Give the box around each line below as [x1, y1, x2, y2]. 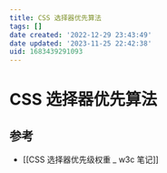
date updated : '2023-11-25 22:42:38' [9, 38, 152, 48]
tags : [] [9, 22, 43, 31]
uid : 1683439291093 [9, 47, 83, 56]
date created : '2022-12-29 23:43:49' [9, 30, 152, 39]
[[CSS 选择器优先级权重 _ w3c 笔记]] [22, 154, 159, 165]
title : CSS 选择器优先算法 [9, 13, 102, 23]
